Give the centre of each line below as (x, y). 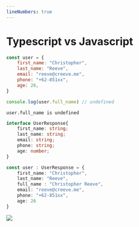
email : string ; (36, 140)
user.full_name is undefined (43, 113)
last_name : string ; (42, 135)
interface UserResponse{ (37, 123)
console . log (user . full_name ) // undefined (60, 102)
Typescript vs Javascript (70, 41)
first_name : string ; (43, 129)
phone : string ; (36, 146)
